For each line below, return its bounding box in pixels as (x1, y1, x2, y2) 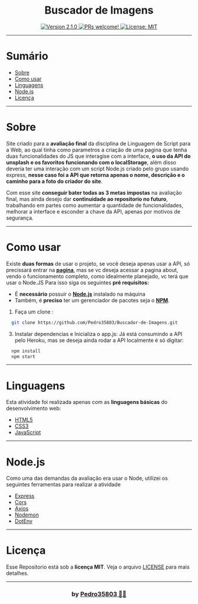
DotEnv (14, 518, 33, 525)
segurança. (6, 214, 34, 221)
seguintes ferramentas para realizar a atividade (6, 481, 121, 488)
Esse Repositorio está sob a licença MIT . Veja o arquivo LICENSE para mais (6, 563, 190, 571)
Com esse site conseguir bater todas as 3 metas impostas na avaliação (6, 189, 182, 196)
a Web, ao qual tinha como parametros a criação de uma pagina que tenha (6, 146, 187, 153)
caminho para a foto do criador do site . (6, 177, 103, 185)
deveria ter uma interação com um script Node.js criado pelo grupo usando (6, 165, 189, 172)
